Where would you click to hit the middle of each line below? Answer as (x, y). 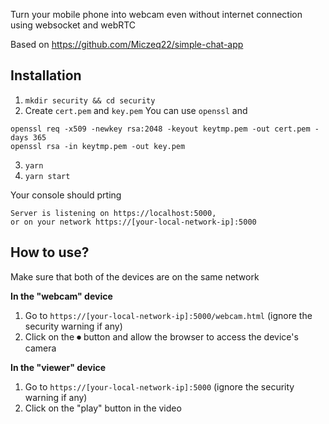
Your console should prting (66, 195)
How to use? (50, 252)
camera (40, 348)
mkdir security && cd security (90, 100)
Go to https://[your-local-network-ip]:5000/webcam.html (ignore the (168, 315)
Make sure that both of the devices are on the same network (135, 276)
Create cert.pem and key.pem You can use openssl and (136, 110)
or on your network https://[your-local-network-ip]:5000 (133, 222)
